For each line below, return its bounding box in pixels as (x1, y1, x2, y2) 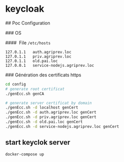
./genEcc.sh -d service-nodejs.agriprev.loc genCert (5, 124, 119, 129)
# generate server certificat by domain (5, 100, 92, 105)
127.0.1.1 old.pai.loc (5, 58, 58, 64)
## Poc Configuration (5, 20, 50, 26)
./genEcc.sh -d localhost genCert (5, 105, 79, 110)
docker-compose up (5, 151, 44, 157)
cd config (5, 82, 26, 87)
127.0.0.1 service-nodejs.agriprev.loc (5, 63, 95, 68)
